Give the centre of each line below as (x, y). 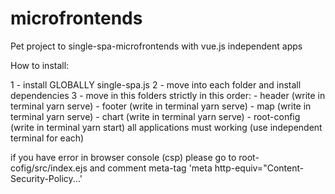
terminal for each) (47, 138)
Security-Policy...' (46, 178)
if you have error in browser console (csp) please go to (123, 157)
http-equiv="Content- (259, 168)
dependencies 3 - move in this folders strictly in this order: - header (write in (168, 95)
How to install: (40, 65)
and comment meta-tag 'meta (151, 168)
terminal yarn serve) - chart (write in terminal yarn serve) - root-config (155, 116)
